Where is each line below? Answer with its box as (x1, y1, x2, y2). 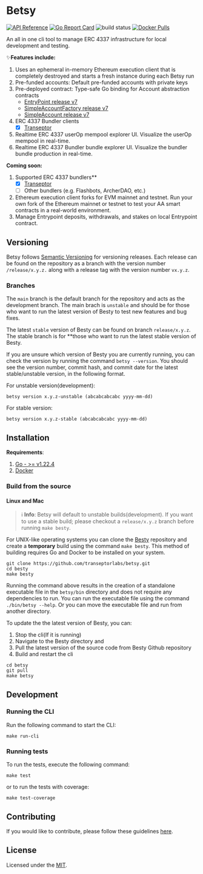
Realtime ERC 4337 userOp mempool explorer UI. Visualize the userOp (15, 131, 192, 138)
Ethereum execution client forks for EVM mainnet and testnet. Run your (15, 194, 193, 201)
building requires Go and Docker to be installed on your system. (6, 549, 165, 556)
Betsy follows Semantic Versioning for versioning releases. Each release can (6, 253, 198, 260)
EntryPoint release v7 (24, 98, 78, 105)
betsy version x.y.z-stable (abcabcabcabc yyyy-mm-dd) (6, 416, 148, 422)
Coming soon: (6, 162, 42, 169)
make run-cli (6, 733, 39, 739)
